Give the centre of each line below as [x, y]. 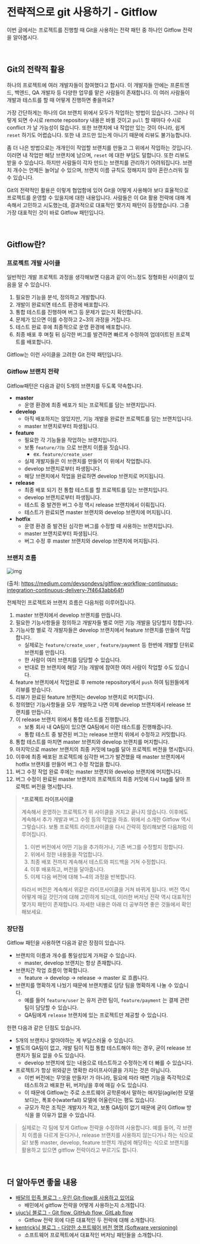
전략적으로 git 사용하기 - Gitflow [82, 12]
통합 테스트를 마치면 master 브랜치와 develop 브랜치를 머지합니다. [92, 742]
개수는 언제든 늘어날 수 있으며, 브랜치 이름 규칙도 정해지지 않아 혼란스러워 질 [101, 170]
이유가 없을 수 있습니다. [69, 1115]
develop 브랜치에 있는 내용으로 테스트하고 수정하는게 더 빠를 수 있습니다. [109, 1063]
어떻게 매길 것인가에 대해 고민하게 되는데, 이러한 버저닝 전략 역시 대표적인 [106, 897]
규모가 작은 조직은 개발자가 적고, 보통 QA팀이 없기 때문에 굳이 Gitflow [105, 1107]
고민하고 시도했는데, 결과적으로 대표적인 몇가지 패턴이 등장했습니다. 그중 [106, 205]
